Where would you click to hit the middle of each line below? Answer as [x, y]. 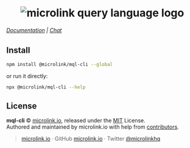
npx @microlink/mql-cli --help [46, 87]
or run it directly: [27, 76]
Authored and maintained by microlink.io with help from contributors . [93, 127]
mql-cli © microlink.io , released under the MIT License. [76, 121]
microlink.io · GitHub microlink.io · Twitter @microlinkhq [91, 139]
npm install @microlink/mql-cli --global [60, 64]
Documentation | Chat [34, 30]
